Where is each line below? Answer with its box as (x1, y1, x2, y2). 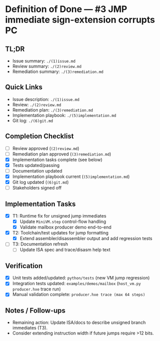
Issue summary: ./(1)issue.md (12, 58, 76, 63)
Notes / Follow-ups (5, 306, 66, 314)
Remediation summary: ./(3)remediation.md (12, 68, 104, 74)
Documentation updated (12, 167, 62, 173)
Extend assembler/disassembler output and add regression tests (19, 235, 153, 241)
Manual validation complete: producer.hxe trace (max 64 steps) (12, 291, 146, 297)
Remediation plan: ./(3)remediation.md (12, 106, 93, 113)
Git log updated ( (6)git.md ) (12, 179, 69, 185)
